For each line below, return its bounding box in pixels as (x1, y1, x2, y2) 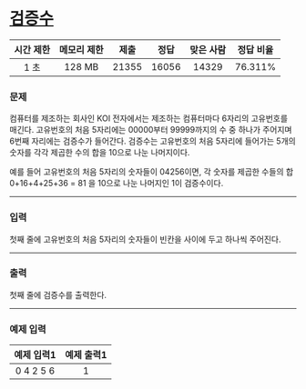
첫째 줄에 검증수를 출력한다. (9, 289, 107, 300)
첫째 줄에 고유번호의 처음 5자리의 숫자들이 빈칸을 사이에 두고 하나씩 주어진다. (9, 234, 281, 244)
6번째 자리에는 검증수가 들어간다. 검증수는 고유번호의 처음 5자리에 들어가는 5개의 (9, 135, 296, 146)
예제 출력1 (65, 349, 107, 362)
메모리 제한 (58, 43, 105, 55)
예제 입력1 (14, 349, 56, 362)
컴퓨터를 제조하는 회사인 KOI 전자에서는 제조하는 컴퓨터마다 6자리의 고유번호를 (9, 113, 289, 124)
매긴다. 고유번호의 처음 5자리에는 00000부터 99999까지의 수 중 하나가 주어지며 (9, 125, 292, 135)
